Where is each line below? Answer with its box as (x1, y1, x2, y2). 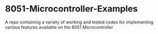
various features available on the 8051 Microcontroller (5, 24, 114, 30)
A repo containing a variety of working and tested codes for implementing (5, 19, 154, 25)
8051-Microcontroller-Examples (5, 3, 138, 14)
